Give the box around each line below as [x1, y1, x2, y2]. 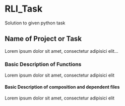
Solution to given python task [5, 20, 66, 26]
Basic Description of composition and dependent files [5, 84, 120, 90]
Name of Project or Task [5, 34, 82, 43]
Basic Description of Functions [5, 60, 82, 67]
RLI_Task [5, 3, 43, 15]
